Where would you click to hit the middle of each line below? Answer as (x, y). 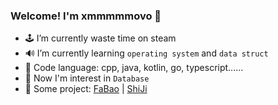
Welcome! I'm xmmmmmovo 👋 (86, 16)
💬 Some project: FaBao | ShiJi (86, 89)
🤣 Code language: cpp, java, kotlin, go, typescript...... (134, 68)
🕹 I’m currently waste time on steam (100, 38)
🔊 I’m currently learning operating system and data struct (146, 53)
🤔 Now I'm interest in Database (87, 78)
